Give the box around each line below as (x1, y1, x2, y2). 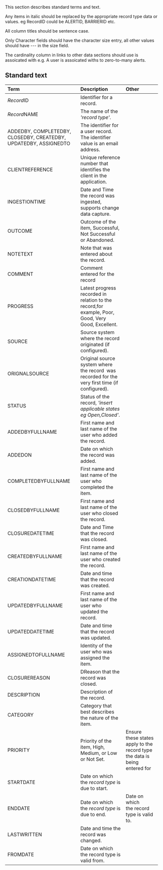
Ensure (125, 728, 142, 735)
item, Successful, (80, 224, 120, 231)
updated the (80, 608, 108, 615)
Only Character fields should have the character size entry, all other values (5, 37, 154, 43)
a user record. (80, 128, 113, 135)
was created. (80, 582, 110, 589)
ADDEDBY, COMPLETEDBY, (7, 128, 71, 135)
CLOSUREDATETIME (7, 529, 54, 536)
